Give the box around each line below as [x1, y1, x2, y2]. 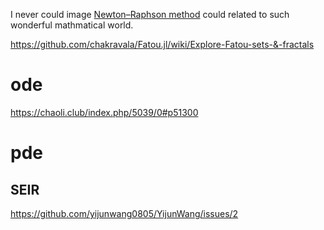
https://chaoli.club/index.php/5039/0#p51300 [10, 106, 199, 118]
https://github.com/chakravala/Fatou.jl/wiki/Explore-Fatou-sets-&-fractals [10, 39, 315, 50]
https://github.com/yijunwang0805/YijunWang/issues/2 [10, 207, 239, 219]
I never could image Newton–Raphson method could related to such [10, 9, 290, 20]
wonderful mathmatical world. [10, 19, 134, 31]
